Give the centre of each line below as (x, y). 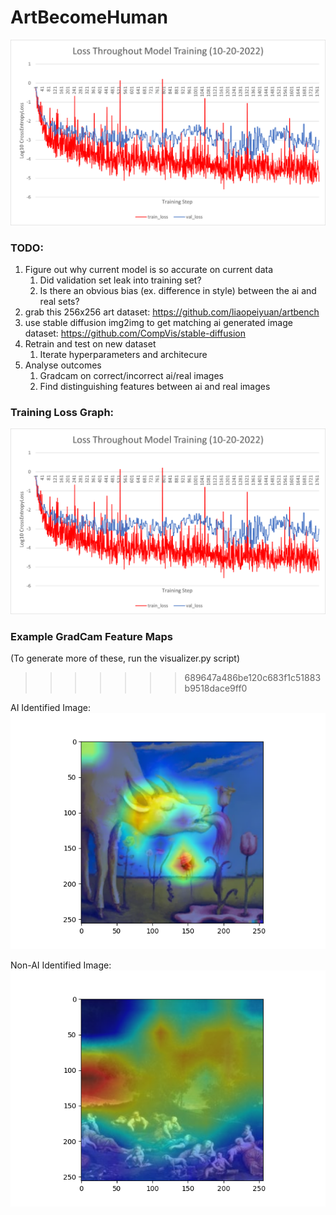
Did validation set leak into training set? (120, 280)
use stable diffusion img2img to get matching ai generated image (158, 323)
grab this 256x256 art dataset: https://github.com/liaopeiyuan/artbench (172, 312)
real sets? (59, 302)
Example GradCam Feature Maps (91, 637)
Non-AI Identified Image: (61, 965)
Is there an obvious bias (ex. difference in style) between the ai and (178, 291)
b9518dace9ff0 (216, 688)
